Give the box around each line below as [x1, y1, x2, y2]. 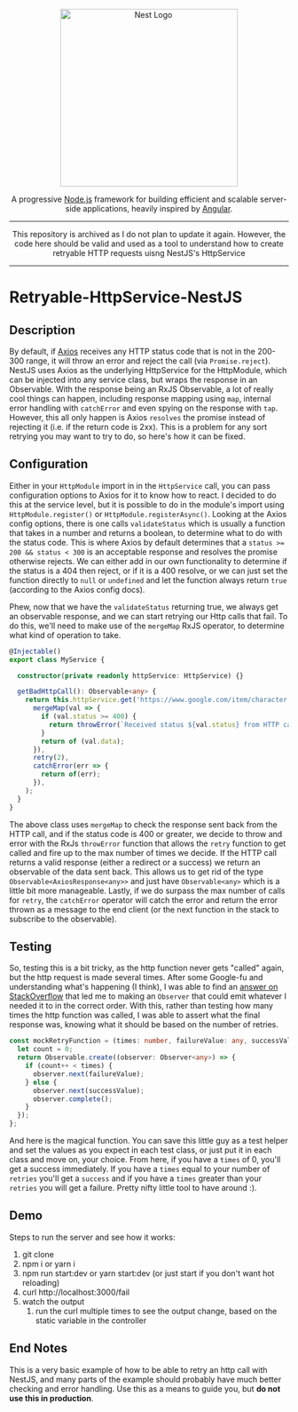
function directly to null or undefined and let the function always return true [9, 574, 287, 586]
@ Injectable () [9, 647, 62, 656]
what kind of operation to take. [9, 629, 122, 640]
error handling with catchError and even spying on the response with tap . [9, 403, 278, 413]
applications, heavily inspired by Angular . [82, 203, 233, 213]
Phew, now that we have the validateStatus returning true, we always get [9, 601, 279, 612]
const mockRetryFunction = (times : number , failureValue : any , [9, 1036, 248, 1046]
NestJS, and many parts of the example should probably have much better [9, 1374, 282, 1384]
